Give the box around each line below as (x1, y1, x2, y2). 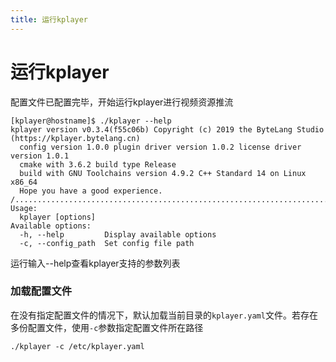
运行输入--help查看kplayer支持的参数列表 (10, 257, 181, 269)
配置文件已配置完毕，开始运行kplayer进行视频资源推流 (10, 96, 234, 108)
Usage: (10, 203, 38, 213)
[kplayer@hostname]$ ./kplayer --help (10, 116, 172, 126)
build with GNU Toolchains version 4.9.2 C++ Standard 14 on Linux (19, 168, 307, 178)
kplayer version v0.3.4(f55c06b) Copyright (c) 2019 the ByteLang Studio (10, 124, 325, 135)
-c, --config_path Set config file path (19, 238, 195, 248)
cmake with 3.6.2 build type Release (19, 159, 177, 170)
